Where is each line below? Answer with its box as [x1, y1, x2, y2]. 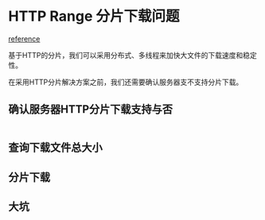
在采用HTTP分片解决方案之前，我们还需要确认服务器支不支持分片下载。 [8, 77, 244, 87]
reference [8, 33, 41, 44]
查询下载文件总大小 [8, 141, 103, 155]
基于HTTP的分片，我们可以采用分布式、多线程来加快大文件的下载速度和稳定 [8, 50, 257, 60]
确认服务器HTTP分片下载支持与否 [8, 102, 173, 116]
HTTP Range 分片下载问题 [8, 7, 181, 25]
